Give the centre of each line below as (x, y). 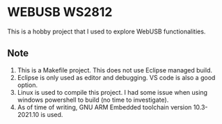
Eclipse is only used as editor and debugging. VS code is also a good (116, 77)
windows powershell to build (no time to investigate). (93, 100)
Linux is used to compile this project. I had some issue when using (112, 92)
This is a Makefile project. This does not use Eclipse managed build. (115, 70)
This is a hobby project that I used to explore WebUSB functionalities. (106, 31)
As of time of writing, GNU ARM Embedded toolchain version (104, 107)
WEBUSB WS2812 (60, 12)
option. (27, 85)
